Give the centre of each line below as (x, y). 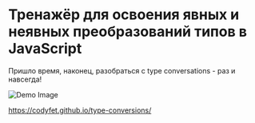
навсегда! (25, 79)
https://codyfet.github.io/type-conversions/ (80, 110)
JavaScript (45, 49)
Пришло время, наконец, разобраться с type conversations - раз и (122, 70)
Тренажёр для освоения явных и (124, 15)
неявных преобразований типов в (128, 32)
